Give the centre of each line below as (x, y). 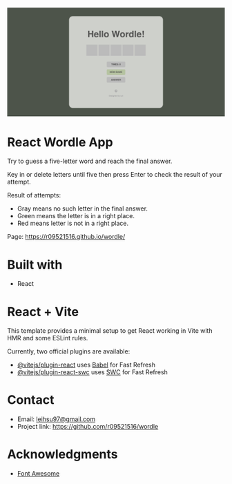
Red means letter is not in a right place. (73, 223)
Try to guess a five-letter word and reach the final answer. (90, 161)
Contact (31, 400)
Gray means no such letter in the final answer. (83, 209)
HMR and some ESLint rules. (48, 338)
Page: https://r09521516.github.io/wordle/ (66, 237)
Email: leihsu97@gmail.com (56, 419)
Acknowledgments (63, 455)
